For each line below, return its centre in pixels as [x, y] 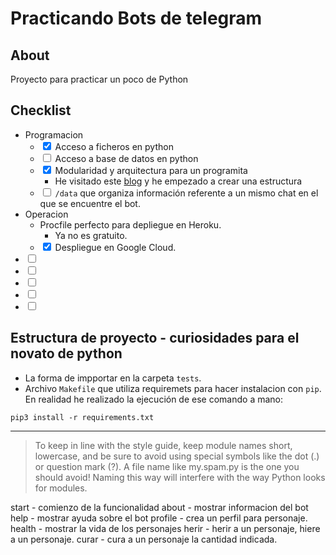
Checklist [41, 110]
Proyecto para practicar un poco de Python [99, 79]
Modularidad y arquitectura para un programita [151, 170]
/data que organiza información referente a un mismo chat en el [186, 193]
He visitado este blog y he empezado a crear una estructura [178, 181]
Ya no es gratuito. [91, 235]
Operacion [46, 214]
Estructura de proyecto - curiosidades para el [155, 338]
